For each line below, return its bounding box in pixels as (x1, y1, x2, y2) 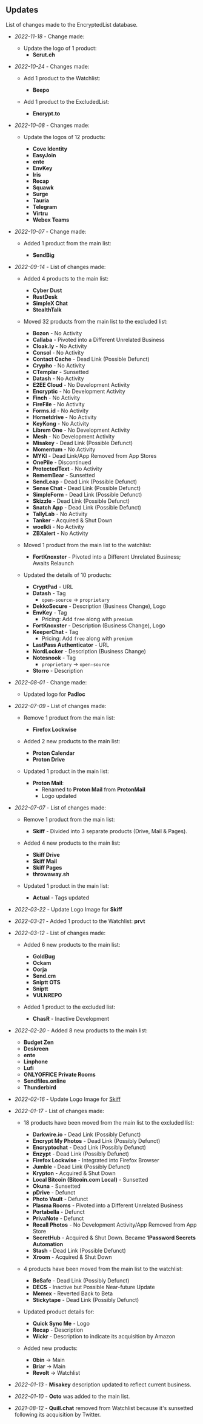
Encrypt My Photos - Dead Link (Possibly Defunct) (32, 1137, 161, 1144)
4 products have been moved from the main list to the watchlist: (23, 1265, 183, 1272)
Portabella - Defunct (32, 1208, 85, 1215)
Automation (32, 1240, 64, 1247)
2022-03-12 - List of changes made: (14, 929, 106, 936)
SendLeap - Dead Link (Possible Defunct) (32, 478, 138, 485)
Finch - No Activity (32, 394, 80, 401)
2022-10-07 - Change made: (14, 228, 87, 235)
